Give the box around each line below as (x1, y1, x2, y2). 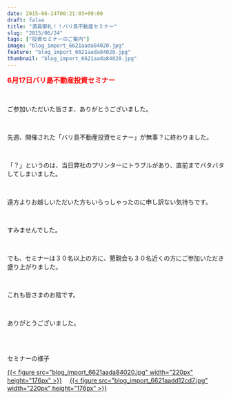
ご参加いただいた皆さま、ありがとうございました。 (7, 104, 152, 113)
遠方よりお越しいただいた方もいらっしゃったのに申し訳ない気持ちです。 (7, 198, 212, 206)
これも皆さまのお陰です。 (7, 290, 79, 299)
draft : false (7, 17, 45, 24)
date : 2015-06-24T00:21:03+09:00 (7, 10, 103, 17)
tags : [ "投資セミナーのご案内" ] (7, 36, 90, 43)
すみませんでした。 (7, 225, 61, 234)
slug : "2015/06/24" (7, 29, 63, 37)
